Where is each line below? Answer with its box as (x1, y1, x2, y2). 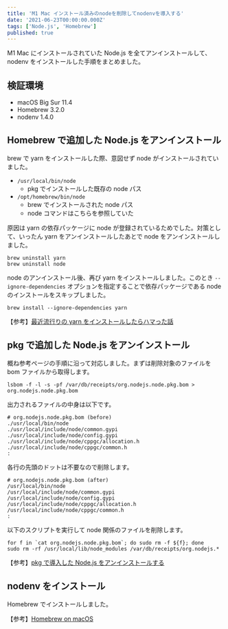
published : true (7, 29, 54, 36)
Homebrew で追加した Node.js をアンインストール (7, 135, 222, 146)
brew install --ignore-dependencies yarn (7, 304, 128, 311)
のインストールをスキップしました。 (7, 290, 110, 299)
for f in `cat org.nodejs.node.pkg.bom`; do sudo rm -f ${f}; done (7, 539, 205, 547)
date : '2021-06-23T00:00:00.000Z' (7, 16, 106, 23)
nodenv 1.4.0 (16, 113, 54, 121)
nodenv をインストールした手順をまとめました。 (7, 58, 144, 66)
